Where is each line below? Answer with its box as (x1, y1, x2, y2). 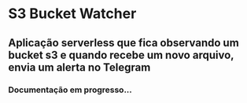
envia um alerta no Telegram (8, 61, 151, 74)
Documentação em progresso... (8, 84, 132, 95)
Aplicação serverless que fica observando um (8, 36, 240, 50)
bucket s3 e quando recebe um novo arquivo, (8, 48, 234, 61)
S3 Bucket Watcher (8, 5, 137, 23)
